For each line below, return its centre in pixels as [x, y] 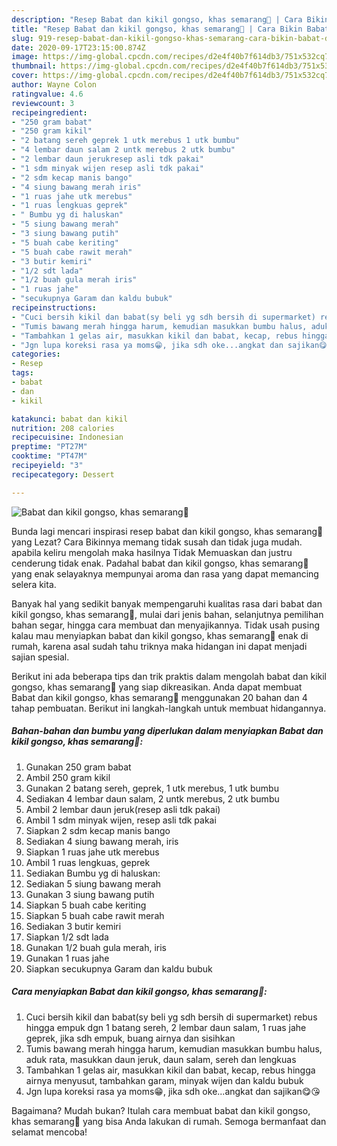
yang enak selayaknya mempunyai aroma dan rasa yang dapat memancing [165, 573]
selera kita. [34, 584]
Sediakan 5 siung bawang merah [93, 883]
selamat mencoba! [49, 1132]
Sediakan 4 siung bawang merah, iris [102, 841]
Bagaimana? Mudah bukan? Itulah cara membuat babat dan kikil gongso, [161, 1110]
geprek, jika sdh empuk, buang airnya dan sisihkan [130, 1038]
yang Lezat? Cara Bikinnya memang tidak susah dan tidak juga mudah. [157, 542]
